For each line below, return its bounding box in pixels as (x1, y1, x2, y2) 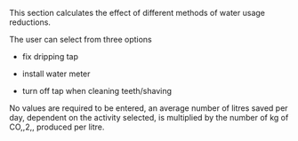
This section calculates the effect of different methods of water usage (9, 8, 265, 18)
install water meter (21, 68, 91, 79)
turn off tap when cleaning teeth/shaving (21, 86, 172, 96)
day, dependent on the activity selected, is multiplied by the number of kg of (9, 113, 289, 122)
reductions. (9, 17, 52, 27)
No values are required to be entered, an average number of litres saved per (9, 103, 288, 114)
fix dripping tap (21, 51, 78, 61)
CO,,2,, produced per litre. (9, 121, 105, 132)
